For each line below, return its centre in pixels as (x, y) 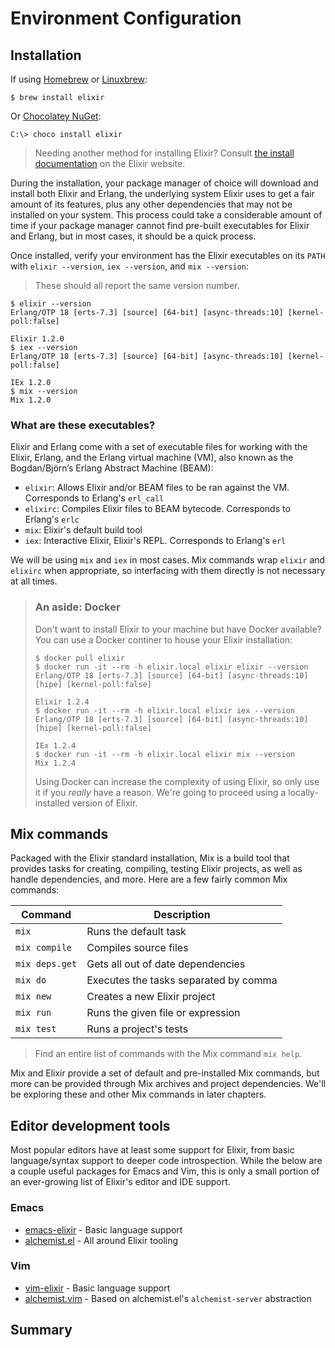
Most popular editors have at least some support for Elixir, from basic (152, 1150)
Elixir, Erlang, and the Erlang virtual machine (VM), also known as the (152, 458)
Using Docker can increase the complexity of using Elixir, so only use (177, 781)
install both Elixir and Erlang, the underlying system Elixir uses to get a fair (162, 193)
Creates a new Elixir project (151, 997)
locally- (303, 792)
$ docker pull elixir (79, 658)
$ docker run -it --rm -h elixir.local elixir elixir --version (171, 667)
